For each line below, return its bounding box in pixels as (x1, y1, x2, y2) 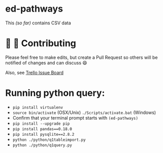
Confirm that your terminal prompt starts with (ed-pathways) (12, 114, 139, 121)
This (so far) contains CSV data (5, 20, 71, 26)
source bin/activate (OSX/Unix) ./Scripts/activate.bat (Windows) (12, 109, 156, 116)
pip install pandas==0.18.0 (12, 126, 72, 132)
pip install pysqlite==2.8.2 (12, 132, 75, 137)
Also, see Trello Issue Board (5, 69, 64, 75)
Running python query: (5, 87, 105, 99)
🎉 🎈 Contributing (5, 37, 76, 49)
